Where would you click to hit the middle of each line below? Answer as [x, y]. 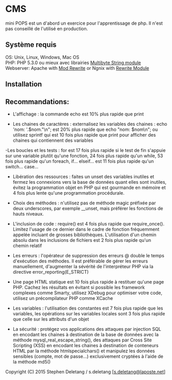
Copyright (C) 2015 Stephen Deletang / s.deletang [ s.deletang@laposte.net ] [85, 372]
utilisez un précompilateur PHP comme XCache [63, 298]
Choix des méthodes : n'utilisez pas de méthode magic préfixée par [84, 203]
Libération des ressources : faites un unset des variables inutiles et [83, 176]
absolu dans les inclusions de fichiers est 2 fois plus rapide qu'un [82, 240]
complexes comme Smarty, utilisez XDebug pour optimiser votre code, [88, 293]
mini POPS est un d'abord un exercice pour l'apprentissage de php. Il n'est [84, 23]
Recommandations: [37, 101]
